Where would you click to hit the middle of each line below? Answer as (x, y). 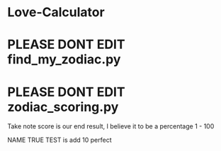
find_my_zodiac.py (64, 60)
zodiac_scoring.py (63, 107)
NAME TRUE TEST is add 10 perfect (59, 140)
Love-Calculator (56, 12)
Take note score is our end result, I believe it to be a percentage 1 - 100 (111, 126)
